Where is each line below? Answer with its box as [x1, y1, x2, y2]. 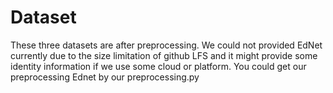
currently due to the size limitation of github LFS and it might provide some [10, 49, 318, 61]
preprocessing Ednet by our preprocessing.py [10, 71, 200, 83]
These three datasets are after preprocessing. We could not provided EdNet [10, 39, 323, 51]
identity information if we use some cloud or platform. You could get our [10, 60, 307, 72]
